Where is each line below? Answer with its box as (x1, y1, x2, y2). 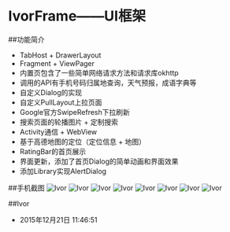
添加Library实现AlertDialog (19, 166, 107, 175)
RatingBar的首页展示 (19, 146, 87, 156)
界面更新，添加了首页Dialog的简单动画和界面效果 (19, 157, 179, 166)
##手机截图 (8, 182, 45, 193)
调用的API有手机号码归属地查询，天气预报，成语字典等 (19, 78, 197, 87)
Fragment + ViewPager (19, 58, 95, 68)
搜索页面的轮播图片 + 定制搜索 (19, 117, 118, 127)
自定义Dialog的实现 (19, 87, 83, 97)
